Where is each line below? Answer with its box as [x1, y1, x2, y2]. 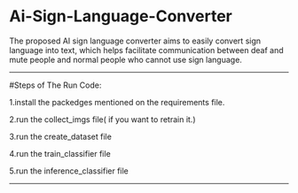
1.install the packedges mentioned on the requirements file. [9, 96, 225, 107]
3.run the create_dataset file [9, 131, 113, 142]
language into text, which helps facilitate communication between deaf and [9, 44, 284, 55]
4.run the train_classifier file [9, 148, 111, 158]
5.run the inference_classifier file [9, 166, 129, 176]
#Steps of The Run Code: [9, 80, 102, 90]
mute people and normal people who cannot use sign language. [9, 54, 242, 65]
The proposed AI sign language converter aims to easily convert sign [9, 35, 262, 46]
